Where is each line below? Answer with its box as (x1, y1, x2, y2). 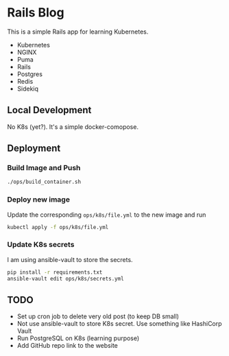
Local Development (7, 104, 92, 116)
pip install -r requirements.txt (7, 269, 103, 276)
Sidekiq (16, 84, 39, 93)
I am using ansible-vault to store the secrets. (7, 255, 133, 263)
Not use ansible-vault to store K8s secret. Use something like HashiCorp (16, 320, 222, 328)
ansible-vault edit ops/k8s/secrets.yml (7, 275, 125, 282)
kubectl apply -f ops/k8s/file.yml (7, 224, 109, 230)
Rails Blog (7, 5, 64, 21)
